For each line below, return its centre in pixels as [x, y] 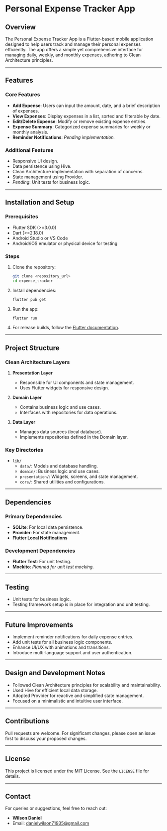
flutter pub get [29, 299]
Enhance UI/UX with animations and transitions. [61, 647]
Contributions [27, 721]
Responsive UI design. [35, 161]
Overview [21, 27]
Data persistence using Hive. [42, 166]
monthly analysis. [30, 132]
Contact [18, 796]
